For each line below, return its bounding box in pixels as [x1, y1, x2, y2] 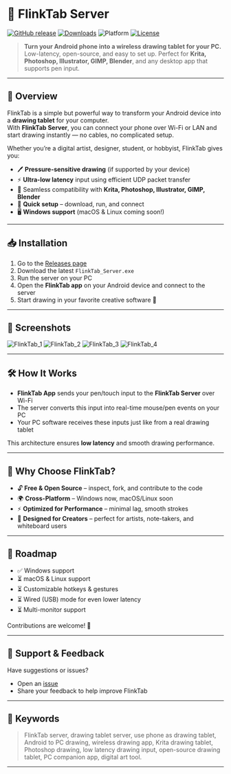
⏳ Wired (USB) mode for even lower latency [16, 595, 141, 604]
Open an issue [16, 679, 58, 687]
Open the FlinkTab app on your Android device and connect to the [16, 281, 206, 289]
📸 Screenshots [7, 322, 71, 333]
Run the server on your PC [16, 274, 93, 282]
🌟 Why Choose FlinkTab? [7, 465, 115, 477]
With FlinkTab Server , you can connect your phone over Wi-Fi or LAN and [7, 123, 217, 131]
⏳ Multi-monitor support [16, 605, 86, 614]
